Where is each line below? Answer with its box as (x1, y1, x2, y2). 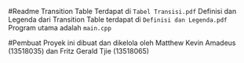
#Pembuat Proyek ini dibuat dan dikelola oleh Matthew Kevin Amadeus (8, 38, 236, 47)
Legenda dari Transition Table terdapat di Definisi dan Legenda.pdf (8, 15, 228, 24)
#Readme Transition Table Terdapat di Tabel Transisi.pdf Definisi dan (8, 7, 237, 16)
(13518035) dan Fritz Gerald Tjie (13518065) (8, 47, 150, 55)
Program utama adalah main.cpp (8, 23, 112, 32)
